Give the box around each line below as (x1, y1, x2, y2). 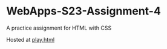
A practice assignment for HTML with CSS (6, 24, 112, 31)
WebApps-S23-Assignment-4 (6, 4, 162, 18)
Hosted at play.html (6, 36, 55, 43)
